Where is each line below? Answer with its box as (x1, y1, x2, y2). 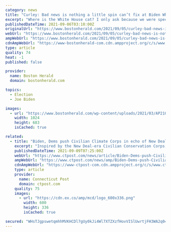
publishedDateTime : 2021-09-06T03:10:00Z (5, 21, 95, 27)
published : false (5, 60, 42, 65)
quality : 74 (5, 50, 31, 55)
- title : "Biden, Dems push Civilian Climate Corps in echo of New (10, 138, 156, 144)
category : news (5, 7, 38, 13)
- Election (10, 92, 33, 97)
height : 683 (14, 120, 40, 125)
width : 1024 (14, 115, 40, 121)
